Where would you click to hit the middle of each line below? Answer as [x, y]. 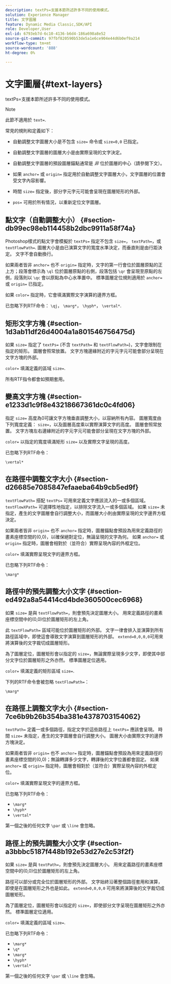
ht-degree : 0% [20, 53]
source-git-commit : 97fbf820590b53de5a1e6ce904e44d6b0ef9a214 [73, 39]
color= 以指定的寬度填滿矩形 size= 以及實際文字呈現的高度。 [69, 441]
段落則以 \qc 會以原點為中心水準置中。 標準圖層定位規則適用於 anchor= [88, 278]
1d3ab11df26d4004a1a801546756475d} [70, 332]
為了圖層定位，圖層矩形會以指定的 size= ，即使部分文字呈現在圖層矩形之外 [83, 905]
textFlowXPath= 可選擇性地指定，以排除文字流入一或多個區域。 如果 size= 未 [85, 507]
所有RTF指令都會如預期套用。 [36, 379]
